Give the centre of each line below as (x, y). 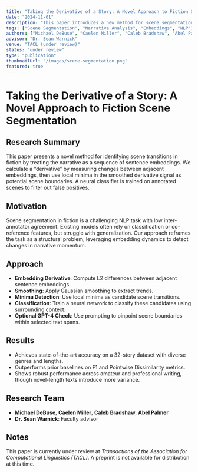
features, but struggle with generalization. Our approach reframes (111, 233)
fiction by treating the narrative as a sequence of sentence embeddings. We (98, 163)
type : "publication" (32, 55)
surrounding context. (40, 309)
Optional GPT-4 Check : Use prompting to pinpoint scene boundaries (98, 316)
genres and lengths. (39, 361)
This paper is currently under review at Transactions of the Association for (97, 451)
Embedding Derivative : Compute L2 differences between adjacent (96, 278)
